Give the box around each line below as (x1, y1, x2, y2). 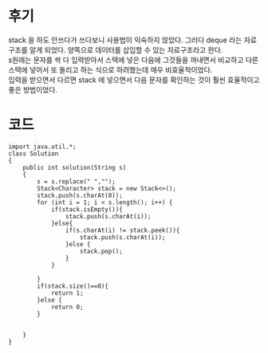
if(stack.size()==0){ (37, 282, 109, 290)
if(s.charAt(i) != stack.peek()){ (65, 226, 180, 234)
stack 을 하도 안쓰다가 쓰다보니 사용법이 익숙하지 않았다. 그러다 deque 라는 (8, 35, 242, 45)
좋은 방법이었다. (8, 84, 58, 94)
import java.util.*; (8, 143, 77, 151)
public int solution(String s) (22, 163, 127, 171)
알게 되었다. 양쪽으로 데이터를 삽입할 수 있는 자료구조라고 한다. (29, 45, 223, 54)
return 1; (50, 288, 84, 297)
